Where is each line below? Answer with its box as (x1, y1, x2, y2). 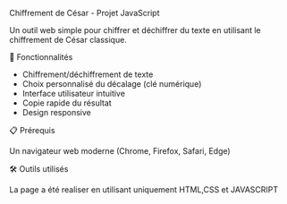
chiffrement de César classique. (9, 35, 127, 45)
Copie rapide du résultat (21, 98, 112, 108)
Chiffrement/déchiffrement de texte (21, 69, 154, 80)
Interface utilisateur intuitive (21, 89, 125, 98)
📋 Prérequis (9, 125, 55, 135)
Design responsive (21, 107, 92, 117)
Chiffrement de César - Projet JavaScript (9, 8, 160, 18)
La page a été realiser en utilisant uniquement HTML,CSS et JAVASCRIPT (9, 184, 279, 195)
